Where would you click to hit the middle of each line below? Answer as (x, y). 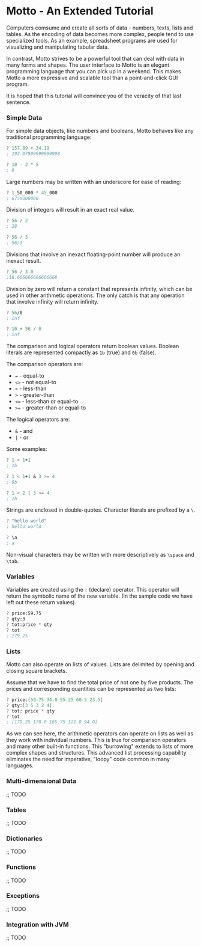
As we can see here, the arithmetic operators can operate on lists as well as (100, 734)
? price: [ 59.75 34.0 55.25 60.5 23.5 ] (55, 700)
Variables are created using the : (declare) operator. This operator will (93, 590)
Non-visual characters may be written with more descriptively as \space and (100, 554)
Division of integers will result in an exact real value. (70, 210)
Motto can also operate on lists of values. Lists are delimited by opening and (100, 664)
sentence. (19, 102)
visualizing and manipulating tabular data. (58, 47)
